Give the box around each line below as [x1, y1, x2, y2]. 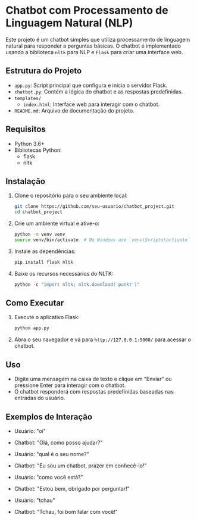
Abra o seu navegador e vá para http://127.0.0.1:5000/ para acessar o [14, 336, 192, 343]
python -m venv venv [14, 232, 65, 238]
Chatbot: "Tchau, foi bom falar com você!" [14, 508, 118, 515]
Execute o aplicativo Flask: [14, 314, 80, 321]
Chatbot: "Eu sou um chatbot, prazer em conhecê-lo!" [14, 462, 147, 469]
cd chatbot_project [14, 209, 63, 215]
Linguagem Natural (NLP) [5, 16, 133, 30]
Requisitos [5, 124, 46, 135]
